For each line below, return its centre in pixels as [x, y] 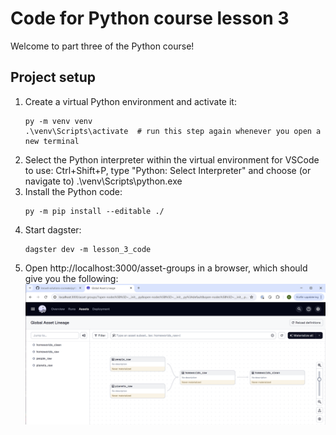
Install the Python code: [73, 191]
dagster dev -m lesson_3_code [88, 249]
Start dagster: [53, 229]
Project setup [53, 77]
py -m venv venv [58, 121]
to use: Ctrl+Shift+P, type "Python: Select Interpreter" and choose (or [168, 170]
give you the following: [71, 278]
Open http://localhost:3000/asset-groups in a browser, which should [166, 268]
